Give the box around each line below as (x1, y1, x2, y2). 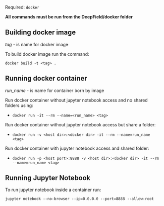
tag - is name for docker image (5, 41, 68, 47)
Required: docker (5, 4, 40, 10)
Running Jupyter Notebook (5, 174, 91, 182)
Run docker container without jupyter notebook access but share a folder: (5, 121, 156, 127)
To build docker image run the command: (5, 51, 89, 57)
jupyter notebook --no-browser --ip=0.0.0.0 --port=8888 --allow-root (5, 197, 154, 202)
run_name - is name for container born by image (5, 87, 105, 94)
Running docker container (5, 74, 88, 83)
